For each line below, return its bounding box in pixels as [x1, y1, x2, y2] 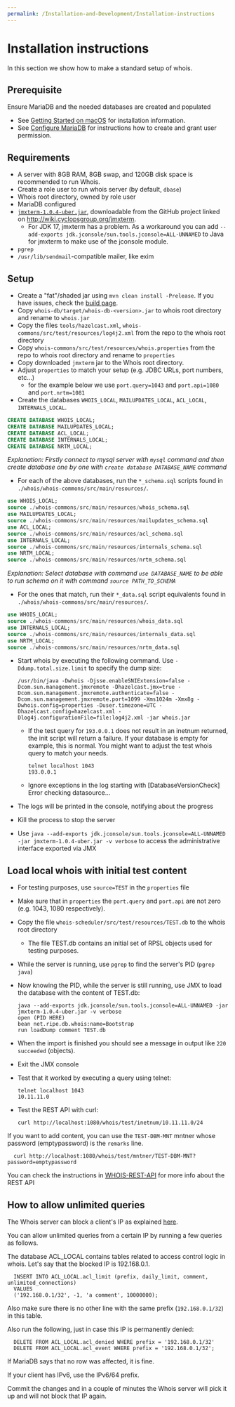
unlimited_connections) [7, 1279, 77, 1286]
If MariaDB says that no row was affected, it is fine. [7, 1357, 154, 1366]
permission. [17, 131, 52, 140]
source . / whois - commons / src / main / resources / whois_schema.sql [7, 504, 190, 511]
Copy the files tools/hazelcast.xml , [17, 321, 121, 329]
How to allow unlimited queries [7, 1198, 145, 1211]
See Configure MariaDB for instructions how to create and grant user [17, 124, 217, 132]
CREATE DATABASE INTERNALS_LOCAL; [7, 436, 109, 443]
